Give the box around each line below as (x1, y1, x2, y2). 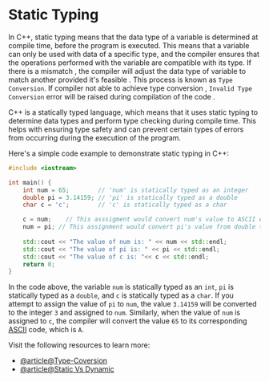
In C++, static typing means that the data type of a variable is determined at (8, 32, 259, 42)
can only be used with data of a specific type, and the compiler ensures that (8, 49, 260, 59)
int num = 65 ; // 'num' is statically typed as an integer (22, 186, 249, 194)
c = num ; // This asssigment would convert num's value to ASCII (22, 215, 256, 224)
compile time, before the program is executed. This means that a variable (8, 40, 250, 50)
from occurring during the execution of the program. (8, 132, 182, 142)
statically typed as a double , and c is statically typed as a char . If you (8, 291, 235, 300)
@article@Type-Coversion (19, 356, 108, 366)
